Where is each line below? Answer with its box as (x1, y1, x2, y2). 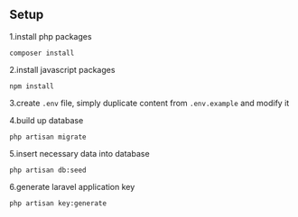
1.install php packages (9, 31, 92, 41)
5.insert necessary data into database (9, 148, 151, 158)
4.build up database (9, 114, 84, 125)
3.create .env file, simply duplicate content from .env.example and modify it (9, 97, 290, 108)
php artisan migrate (9, 132, 88, 141)
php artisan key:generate (9, 198, 107, 208)
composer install (9, 49, 75, 58)
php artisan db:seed (9, 166, 88, 175)
